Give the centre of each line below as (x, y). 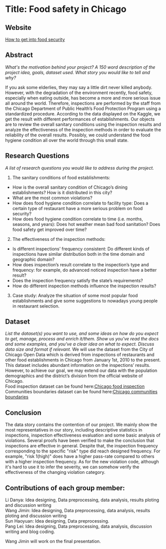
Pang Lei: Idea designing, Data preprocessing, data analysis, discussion (79, 527)
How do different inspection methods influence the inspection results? (84, 286)
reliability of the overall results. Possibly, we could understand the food (78, 135)
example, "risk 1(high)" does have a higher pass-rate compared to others (80, 456)
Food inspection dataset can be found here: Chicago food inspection (75, 386)
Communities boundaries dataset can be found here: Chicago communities (81, 392)
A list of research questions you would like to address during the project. (80, 168)
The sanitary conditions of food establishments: (61, 177)
